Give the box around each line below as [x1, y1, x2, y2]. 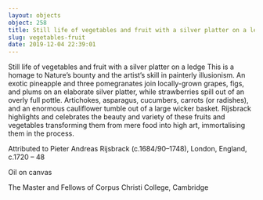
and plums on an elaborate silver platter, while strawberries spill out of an [8, 87, 245, 96]
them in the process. [8, 129, 74, 138]
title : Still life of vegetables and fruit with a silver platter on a [8, 26, 247, 34]
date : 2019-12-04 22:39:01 [8, 41, 96, 49]
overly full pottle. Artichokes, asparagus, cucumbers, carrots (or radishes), [8, 96, 249, 105]
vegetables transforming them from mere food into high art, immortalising [8, 121, 246, 130]
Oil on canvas [8, 168, 52, 177]
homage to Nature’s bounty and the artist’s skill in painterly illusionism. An [8, 71, 246, 80]
